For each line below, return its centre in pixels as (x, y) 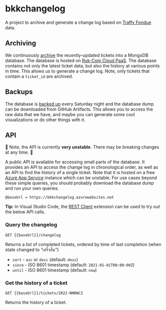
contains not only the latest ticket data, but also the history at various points (83, 65)
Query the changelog (31, 225)
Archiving (21, 43)
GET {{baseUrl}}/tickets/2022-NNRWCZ (44, 293)
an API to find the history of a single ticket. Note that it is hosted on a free (80, 173)
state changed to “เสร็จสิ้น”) (32, 249)
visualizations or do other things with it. (45, 120)
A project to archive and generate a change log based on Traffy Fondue (78, 22)
